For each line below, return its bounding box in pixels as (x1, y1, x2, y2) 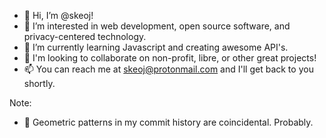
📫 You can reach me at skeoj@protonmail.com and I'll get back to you (23, 63, 314, 75)
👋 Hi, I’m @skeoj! (23, 10, 94, 21)
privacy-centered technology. (23, 31, 147, 42)
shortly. (23, 78, 56, 89)
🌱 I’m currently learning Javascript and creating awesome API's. (23, 41, 289, 53)
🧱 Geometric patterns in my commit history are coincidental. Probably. (23, 116, 314, 128)
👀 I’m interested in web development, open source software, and (23, 20, 291, 32)
